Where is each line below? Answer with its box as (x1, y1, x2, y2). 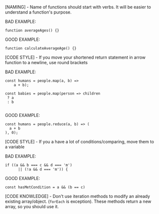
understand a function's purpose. (5, 9, 72, 15)
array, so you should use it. (5, 204, 59, 209)
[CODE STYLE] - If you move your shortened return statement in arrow (5, 54, 146, 60)
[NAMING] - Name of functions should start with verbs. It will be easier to (5, 4, 151, 10)
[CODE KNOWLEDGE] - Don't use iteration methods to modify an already (5, 194, 150, 199)
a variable (5, 144, 25, 149)
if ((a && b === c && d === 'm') (5, 163, 72, 167)
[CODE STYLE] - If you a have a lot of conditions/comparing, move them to (5, 139, 154, 145)
